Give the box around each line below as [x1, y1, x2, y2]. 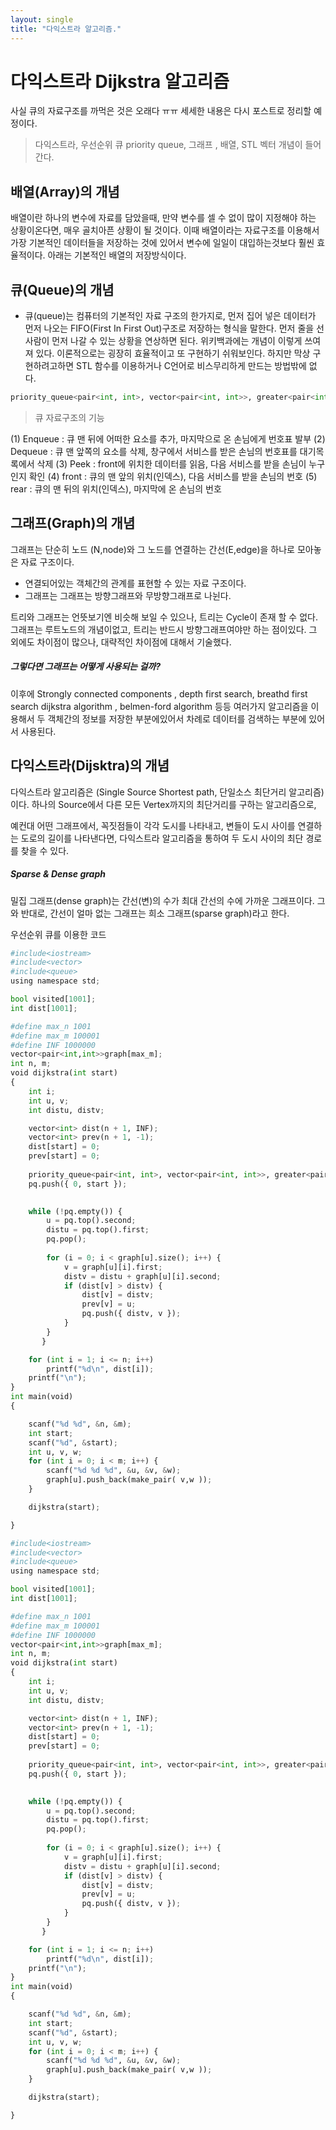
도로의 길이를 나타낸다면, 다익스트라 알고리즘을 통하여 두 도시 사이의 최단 [20, 832, 304, 844]
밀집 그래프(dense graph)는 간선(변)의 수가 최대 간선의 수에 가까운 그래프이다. [10, 894, 315, 906]
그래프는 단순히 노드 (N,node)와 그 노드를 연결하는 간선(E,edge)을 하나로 [10, 543, 295, 555]
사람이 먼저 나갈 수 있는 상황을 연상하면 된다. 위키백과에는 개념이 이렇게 [24, 335, 303, 347]
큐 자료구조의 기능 [34, 411, 105, 423]
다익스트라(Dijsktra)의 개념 [10, 757, 170, 775]
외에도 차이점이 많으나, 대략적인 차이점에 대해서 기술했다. [10, 636, 232, 648]
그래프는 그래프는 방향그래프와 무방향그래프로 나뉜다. [24, 589, 232, 601]
